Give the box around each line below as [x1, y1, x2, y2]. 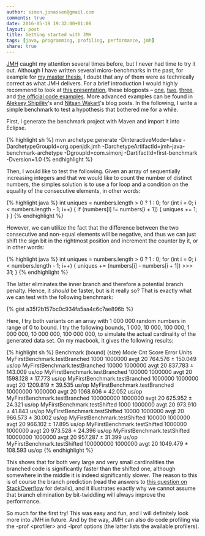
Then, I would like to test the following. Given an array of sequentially [6, 167, 181, 175]
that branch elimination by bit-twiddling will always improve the [6, 491, 166, 498]
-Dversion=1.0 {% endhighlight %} [6, 155, 93, 163]
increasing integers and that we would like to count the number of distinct [6, 174, 192, 181]
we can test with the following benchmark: [6, 293, 113, 301]
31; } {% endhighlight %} [6, 268, 69, 276]
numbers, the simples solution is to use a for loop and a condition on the [6, 181, 188, 188]
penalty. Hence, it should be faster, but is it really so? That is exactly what [6, 287, 192, 294]
